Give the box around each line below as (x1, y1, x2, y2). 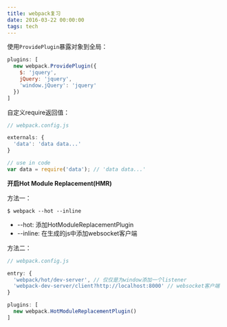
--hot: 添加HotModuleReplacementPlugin (17, 220, 134, 229)
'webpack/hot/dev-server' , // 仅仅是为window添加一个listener (13, 276, 187, 283)
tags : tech (7, 23, 39, 30)
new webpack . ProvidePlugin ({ (13, 63, 97, 70)
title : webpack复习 (7, 10, 61, 17)
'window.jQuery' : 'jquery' (19, 82, 97, 89)
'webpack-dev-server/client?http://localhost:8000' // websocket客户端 (13, 283, 220, 290)
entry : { (7, 270, 32, 277)
